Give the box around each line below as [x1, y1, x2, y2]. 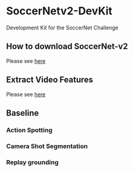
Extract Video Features [6, 75, 94, 85]
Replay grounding [6, 158, 59, 166]
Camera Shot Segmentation [6, 142, 88, 150]
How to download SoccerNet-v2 [6, 41, 128, 52]
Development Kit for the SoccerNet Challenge [6, 24, 119, 31]
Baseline [6, 108, 39, 118]
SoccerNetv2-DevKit [6, 4, 113, 18]
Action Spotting [6, 126, 52, 134]
